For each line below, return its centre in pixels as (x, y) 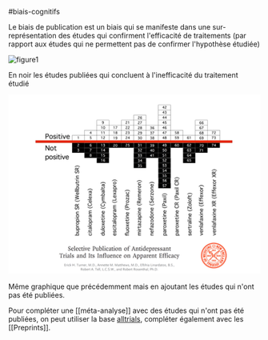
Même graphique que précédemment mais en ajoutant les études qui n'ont (131, 286)
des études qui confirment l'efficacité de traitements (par (152, 36)
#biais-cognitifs (34, 12)
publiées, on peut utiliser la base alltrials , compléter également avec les (126, 318)
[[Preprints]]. (30, 327)
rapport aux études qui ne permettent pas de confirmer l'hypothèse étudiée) (134, 44)
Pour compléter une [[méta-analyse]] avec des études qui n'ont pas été (126, 310)
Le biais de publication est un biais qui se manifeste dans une (110, 27)
